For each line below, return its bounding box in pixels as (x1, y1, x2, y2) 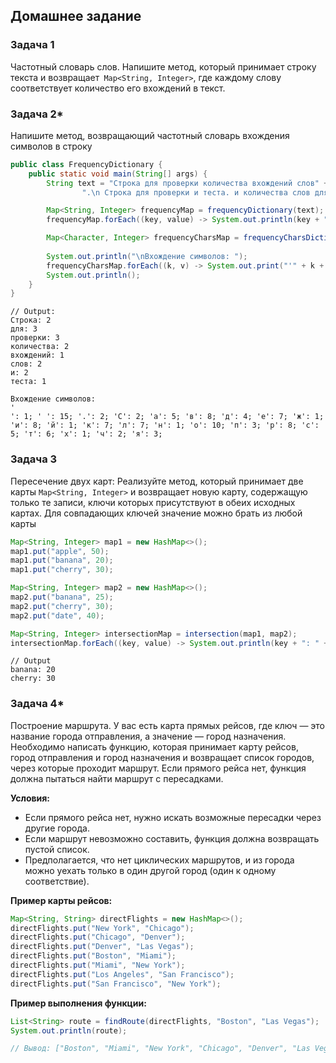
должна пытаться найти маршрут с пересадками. (10, 772, 224, 784)
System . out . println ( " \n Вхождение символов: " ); (46, 251, 248, 261)
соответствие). (24, 875, 90, 887)
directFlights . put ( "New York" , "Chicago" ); (10, 923, 195, 933)
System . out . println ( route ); (10, 1025, 128, 1036)
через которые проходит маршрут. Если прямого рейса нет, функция (10, 762, 307, 774)
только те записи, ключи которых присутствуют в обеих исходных (10, 496, 296, 508)
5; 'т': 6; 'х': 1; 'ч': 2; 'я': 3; (10, 429, 163, 439)
